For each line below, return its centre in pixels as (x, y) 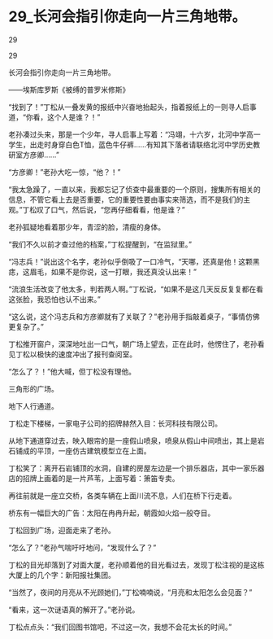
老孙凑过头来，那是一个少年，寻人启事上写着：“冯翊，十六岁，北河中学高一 (135, 134)
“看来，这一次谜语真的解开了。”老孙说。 (74, 609)
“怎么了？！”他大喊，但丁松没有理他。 (72, 371)
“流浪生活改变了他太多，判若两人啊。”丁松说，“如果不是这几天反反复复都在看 (136, 289)
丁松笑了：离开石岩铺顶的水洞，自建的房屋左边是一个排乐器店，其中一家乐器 (136, 468)
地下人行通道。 (33, 406)
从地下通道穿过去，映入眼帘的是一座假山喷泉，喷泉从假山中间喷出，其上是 (133, 440)
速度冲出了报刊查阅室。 (97, 354)
